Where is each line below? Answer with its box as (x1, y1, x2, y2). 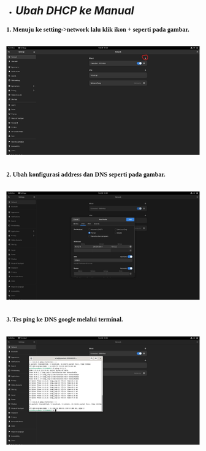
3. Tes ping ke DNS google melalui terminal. (6, 316, 124, 324)
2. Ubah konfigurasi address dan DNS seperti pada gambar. (6, 171, 166, 179)
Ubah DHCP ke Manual (15, 4, 134, 18)
